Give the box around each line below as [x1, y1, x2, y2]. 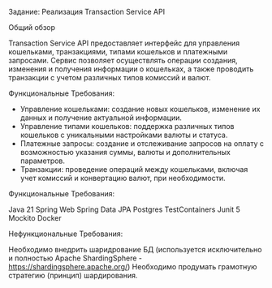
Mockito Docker [8, 213, 63, 222]
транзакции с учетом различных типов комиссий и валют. [8, 73, 211, 82]
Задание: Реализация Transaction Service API [8, 7, 165, 16]
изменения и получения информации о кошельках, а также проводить [8, 64, 254, 74]
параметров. [19, 156, 66, 165]
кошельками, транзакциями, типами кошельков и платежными [8, 47, 228, 56]
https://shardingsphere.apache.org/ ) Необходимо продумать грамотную [8, 262, 257, 271]
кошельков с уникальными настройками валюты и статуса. [19, 130, 228, 140]
